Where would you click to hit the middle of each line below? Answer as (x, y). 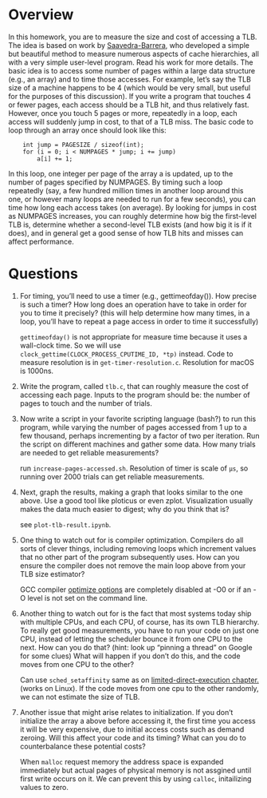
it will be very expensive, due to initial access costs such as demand (132, 729)
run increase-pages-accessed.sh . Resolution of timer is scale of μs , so (134, 468)
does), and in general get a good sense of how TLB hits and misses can (126, 232)
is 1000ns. (37, 371)
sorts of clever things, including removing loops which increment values (138, 548)
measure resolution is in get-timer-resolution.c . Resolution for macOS (137, 362)
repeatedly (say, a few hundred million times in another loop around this (126, 190)
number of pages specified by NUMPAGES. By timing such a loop (116, 182)
